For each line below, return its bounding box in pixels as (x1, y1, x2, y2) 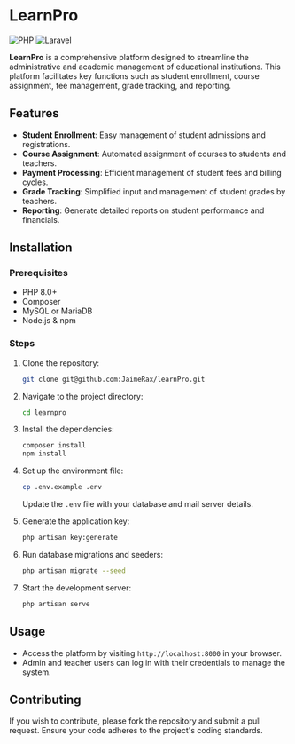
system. (21, 667, 51, 677)
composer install (21, 441, 87, 450)
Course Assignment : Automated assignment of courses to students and (21, 148, 286, 159)
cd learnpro (21, 408, 66, 417)
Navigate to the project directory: (21, 391, 144, 401)
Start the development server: (21, 582, 132, 593)
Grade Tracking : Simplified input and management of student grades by (21, 186, 286, 196)
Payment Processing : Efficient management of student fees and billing (21, 167, 282, 178)
